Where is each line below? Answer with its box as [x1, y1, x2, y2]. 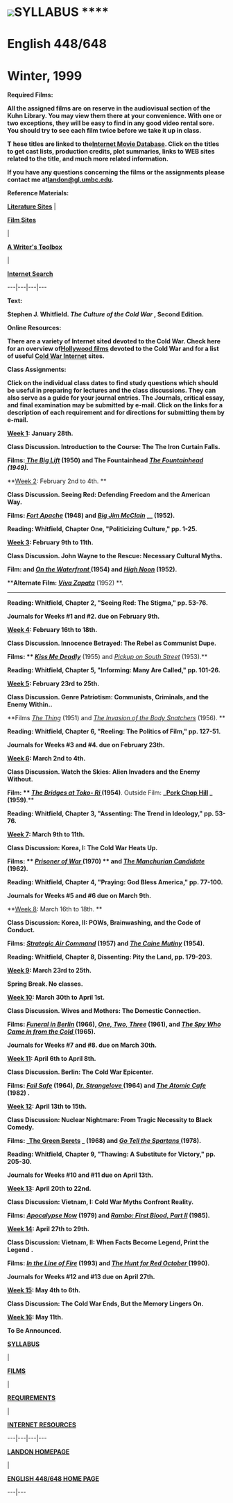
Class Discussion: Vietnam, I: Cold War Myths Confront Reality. [7, 1198, 194, 1206]
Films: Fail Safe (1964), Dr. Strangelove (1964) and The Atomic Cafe [7, 1082, 207, 1090]
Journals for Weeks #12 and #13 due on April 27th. [7, 1273, 155, 1281]
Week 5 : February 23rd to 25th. [7, 679, 100, 688]
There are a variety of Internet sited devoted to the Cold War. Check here [7, 337, 221, 346]
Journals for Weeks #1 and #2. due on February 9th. [7, 612, 160, 621]
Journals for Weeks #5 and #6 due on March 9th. [7, 891, 151, 900]
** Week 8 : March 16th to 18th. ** [7, 905, 103, 913]
